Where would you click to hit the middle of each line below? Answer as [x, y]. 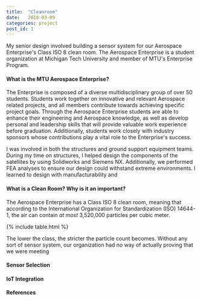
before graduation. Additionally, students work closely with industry [90, 131]
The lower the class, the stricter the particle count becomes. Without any [97, 238]
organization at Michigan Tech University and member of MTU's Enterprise [100, 59]
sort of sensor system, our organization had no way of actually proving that [100, 245]
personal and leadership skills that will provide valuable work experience [97, 125]
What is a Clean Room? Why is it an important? [66, 189]
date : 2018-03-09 [31, 18]
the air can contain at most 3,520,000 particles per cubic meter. [91, 215]
